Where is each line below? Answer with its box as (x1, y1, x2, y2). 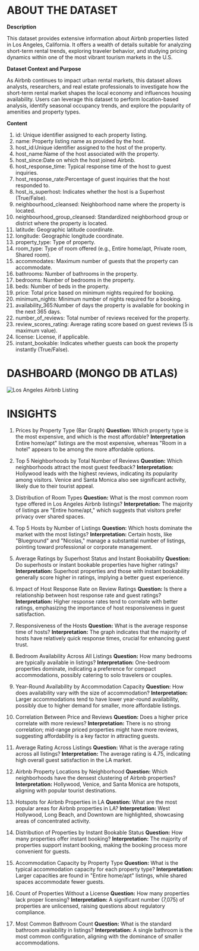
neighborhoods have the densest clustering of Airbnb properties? (15, 774, 176, 781)
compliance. (15, 908, 46, 915)
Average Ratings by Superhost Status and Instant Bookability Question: (15, 555, 191, 562)
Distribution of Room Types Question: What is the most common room (15, 494, 188, 501)
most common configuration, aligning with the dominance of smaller (15, 933, 183, 940)
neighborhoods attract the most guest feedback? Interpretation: (15, 463, 174, 470)
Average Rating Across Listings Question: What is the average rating (15, 744, 184, 751)
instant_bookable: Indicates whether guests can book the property (15, 339, 179, 346)
